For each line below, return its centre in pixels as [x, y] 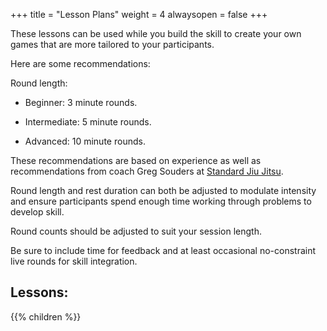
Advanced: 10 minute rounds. [85, 141]
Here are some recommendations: [80, 63]
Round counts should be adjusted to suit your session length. [136, 231]
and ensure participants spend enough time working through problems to [161, 201]
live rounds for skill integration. [74, 261]
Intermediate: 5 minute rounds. [88, 122]
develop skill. [37, 212]
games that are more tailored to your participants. [112, 44]
